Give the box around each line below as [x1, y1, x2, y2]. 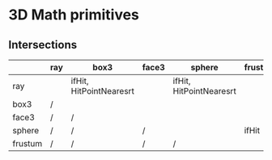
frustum [12, 138, 43, 149]
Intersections [8, 38, 78, 52]
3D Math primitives [8, 6, 140, 24]
